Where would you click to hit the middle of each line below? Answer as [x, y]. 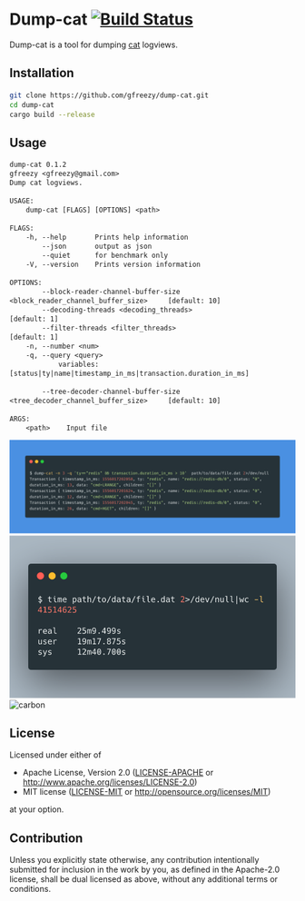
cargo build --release [52, 114]
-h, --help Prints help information [107, 238]
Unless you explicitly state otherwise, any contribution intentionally [134, 860]
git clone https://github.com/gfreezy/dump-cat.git [109, 95]
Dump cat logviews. [46, 183]
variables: [79, 365]
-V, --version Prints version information [113, 265]
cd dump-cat [32, 104]
